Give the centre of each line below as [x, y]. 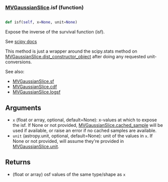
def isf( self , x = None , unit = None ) [41, 22]
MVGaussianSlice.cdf [35, 87]
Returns [18, 162]
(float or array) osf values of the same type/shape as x [69, 174]
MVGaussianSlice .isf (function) [45, 8]
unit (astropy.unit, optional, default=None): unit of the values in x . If [82, 136]
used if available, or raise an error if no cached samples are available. [85, 130]
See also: [15, 72]
